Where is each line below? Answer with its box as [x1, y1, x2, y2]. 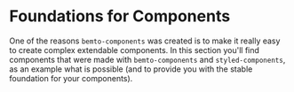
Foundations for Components [9, 6, 231, 27]
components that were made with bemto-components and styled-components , [9, 54, 286, 65]
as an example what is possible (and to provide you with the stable [9, 64, 253, 74]
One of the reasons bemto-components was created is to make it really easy [9, 35, 281, 46]
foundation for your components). [9, 73, 133, 83]
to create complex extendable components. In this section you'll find [9, 44, 260, 55]
